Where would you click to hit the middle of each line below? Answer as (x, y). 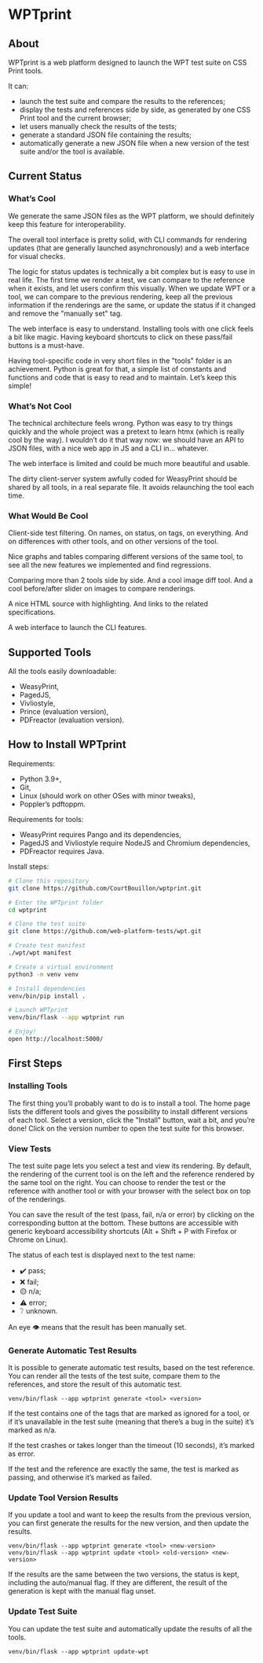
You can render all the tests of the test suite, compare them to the (114, 1376)
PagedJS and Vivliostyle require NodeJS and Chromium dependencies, (135, 843)
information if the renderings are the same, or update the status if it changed (132, 305)
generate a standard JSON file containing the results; (106, 135)
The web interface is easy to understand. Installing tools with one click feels (131, 328)
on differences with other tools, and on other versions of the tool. (113, 542)
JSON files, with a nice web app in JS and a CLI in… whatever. (109, 448)
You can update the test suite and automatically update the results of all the (130, 1628)
